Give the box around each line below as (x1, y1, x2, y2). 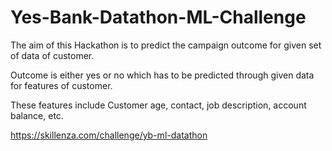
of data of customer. (10, 49, 95, 61)
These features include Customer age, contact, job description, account (10, 99, 307, 111)
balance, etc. (10, 109, 64, 121)
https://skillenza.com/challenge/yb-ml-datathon (10, 129, 208, 141)
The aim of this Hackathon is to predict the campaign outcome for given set (10, 39, 322, 51)
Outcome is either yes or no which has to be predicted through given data (10, 69, 315, 81)
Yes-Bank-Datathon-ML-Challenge (10, 6, 307, 29)
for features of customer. (10, 79, 113, 91)
